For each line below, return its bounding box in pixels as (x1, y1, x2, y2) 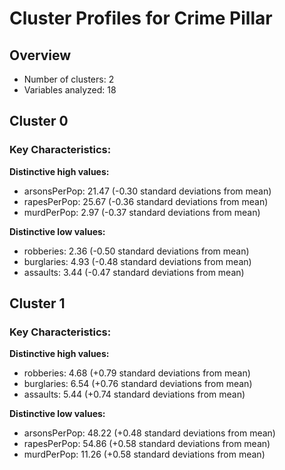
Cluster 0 (9, 113, 69, 130)
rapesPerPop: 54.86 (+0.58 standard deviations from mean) (23, 438, 271, 450)
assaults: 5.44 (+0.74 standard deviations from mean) (23, 388, 246, 401)
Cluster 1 (9, 295, 66, 312)
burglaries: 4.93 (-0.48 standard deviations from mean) (23, 255, 252, 267)
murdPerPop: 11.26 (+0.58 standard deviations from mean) (23, 448, 266, 461)
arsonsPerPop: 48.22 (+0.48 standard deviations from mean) (23, 427, 276, 439)
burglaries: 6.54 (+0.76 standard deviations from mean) (23, 378, 253, 390)
